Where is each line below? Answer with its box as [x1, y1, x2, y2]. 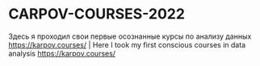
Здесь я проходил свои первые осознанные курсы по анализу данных [8, 31, 252, 41]
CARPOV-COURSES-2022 [8, 5, 186, 23]
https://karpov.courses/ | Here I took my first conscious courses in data [8, 39, 246, 49]
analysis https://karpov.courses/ [8, 48, 115, 58]
